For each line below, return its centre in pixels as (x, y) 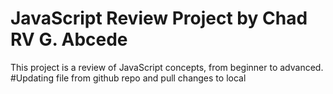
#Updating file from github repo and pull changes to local (128, 78)
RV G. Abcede (69, 39)
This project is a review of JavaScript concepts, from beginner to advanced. (167, 67)
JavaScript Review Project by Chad (159, 18)
